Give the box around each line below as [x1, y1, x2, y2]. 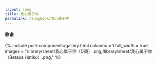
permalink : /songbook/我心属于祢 [5, 16, 69, 21]
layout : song [5, 7, 32, 12]
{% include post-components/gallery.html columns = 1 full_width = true [5, 42, 148, 48]
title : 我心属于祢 [5, 12, 39, 16]
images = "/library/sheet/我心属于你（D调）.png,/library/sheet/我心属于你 [5, 48, 153, 54]
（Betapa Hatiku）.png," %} [5, 54, 61, 60]
